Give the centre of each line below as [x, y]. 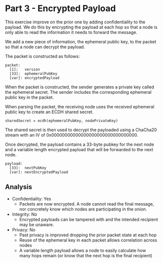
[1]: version [25, 69]
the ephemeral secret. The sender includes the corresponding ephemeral [78, 92]
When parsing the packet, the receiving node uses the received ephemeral [80, 106]
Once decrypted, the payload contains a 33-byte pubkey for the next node [80, 144]
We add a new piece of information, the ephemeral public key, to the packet [81, 41]
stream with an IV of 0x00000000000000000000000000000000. [72, 135]
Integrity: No [24, 214]
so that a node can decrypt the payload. [45, 47]
